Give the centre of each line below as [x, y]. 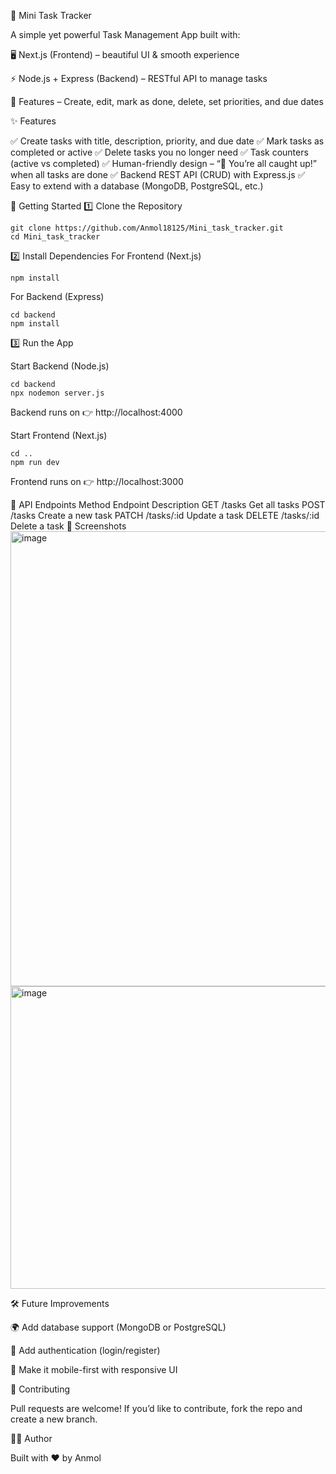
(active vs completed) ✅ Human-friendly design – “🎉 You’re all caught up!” [163, 163]
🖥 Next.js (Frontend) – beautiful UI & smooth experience [125, 54]
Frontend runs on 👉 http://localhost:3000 [97, 481]
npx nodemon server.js [57, 393]
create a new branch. [54, 1419]
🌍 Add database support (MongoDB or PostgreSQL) [118, 1327]
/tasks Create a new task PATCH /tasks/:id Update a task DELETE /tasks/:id [165, 515]
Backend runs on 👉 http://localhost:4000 [96, 412]
